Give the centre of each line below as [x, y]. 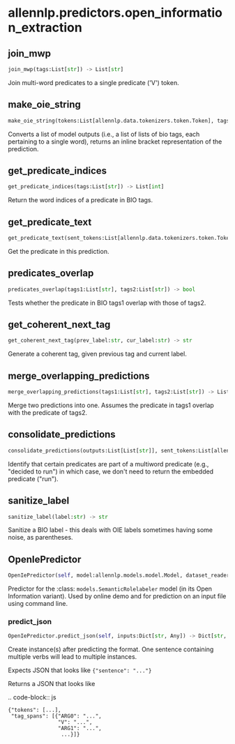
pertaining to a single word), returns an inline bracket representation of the [115, 142]
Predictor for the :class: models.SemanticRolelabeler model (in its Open [110, 589]
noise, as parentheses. [40, 538]
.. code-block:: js [32, 697]
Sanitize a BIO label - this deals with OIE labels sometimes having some [111, 530]
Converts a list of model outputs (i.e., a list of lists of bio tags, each [104, 134]
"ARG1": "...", [79, 729]
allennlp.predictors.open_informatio [115, 13]
